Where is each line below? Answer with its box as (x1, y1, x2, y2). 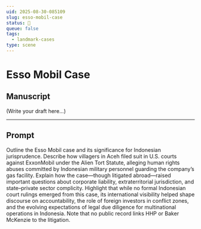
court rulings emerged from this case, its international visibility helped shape (6, 191, 195, 198)
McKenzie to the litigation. (6, 216, 71, 223)
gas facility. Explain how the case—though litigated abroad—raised (6, 172, 172, 179)
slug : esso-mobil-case (6, 14, 63, 20)
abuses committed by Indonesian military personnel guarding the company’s (6, 165, 194, 172)
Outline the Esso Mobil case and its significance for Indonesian (6, 146, 162, 153)
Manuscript (6, 91, 51, 102)
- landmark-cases (11, 36, 55, 42)
